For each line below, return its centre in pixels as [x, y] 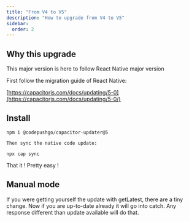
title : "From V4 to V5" [37, 12]
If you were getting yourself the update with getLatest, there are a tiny [95, 199]
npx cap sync [23, 154]
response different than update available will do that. [73, 212]
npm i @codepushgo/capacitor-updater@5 [57, 132]
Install [18, 118]
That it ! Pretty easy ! [33, 165]
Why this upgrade [41, 54]
